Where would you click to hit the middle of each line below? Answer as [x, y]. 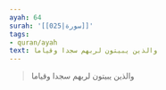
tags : [19, 34]
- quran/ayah [33, 42]
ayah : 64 [25, 17]
